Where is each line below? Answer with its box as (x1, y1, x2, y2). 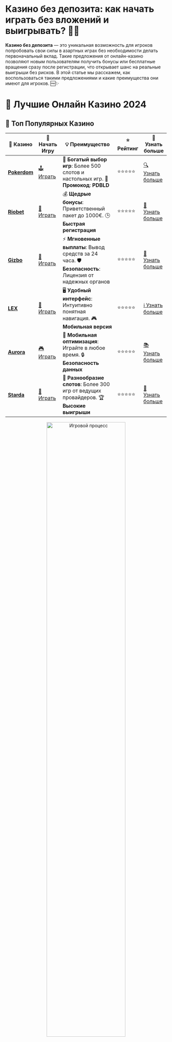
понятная (62, 308, 86, 315)
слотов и (62, 168, 84, 175)
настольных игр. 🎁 (62, 175, 109, 182)
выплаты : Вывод (62, 243, 105, 251)
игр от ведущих (62, 387, 101, 394)
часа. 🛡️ (62, 257, 82, 264)
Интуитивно (62, 302, 93, 309)
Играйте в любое (62, 344, 105, 351)
